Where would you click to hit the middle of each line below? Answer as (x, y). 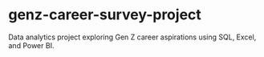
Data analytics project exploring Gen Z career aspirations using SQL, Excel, (132, 37)
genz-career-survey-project (105, 15)
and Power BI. (31, 45)
